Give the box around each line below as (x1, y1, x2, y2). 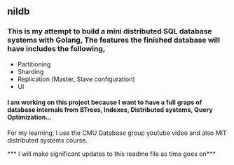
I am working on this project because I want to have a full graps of (7, 98, 202, 107)
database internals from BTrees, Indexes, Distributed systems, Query (7, 106, 213, 114)
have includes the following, (7, 44, 106, 54)
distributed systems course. (7, 136, 88, 144)
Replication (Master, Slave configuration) (17, 75, 135, 83)
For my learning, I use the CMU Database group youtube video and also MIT (7, 129, 227, 137)
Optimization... (7, 113, 53, 122)
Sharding (17, 67, 44, 76)
